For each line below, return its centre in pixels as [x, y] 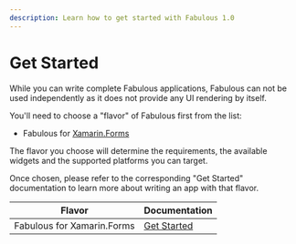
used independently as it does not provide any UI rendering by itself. [138, 97]
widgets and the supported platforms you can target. [109, 160]
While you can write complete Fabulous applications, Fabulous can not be [148, 88]
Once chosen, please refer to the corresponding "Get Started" [127, 178]
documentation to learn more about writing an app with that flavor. [134, 188]
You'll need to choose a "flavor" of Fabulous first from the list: [126, 116]
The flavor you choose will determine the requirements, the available [138, 150]
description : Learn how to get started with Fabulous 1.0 [122, 18]
